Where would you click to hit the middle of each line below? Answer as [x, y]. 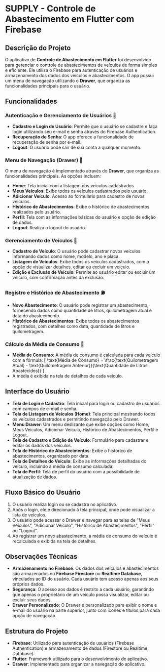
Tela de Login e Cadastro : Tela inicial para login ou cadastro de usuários [86, 403]
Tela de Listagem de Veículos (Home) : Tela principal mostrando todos [84, 414]
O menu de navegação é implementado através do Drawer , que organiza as [82, 170]
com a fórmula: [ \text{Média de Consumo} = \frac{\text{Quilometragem [85, 360]
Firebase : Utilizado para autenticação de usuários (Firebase [73, 643]
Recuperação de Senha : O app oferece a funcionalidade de [73, 137]
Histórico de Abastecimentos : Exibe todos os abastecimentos [76, 321]
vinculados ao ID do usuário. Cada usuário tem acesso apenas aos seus [85, 579]
